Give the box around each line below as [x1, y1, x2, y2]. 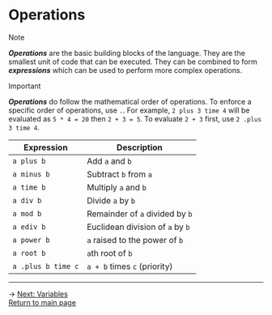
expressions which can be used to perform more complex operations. [8, 65, 243, 74]
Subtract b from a [86, 168, 152, 180]
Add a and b [86, 155, 132, 167]
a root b [12, 249, 46, 258]
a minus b [12, 169, 50, 179]
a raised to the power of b [86, 234, 184, 245]
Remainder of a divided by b [86, 208, 193, 219]
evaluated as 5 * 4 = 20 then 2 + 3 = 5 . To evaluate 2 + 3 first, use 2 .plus [8, 113, 261, 123]
